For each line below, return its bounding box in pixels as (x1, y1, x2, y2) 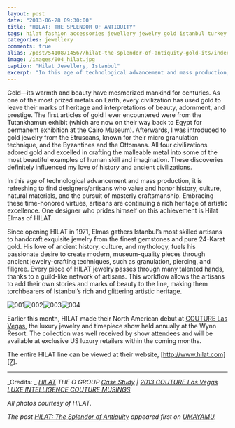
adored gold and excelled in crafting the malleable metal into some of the (7, 148, 218, 156)
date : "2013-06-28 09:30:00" (7, 17, 92, 24)
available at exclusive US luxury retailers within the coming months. (7, 336, 201, 345)
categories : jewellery (7, 36, 73, 44)
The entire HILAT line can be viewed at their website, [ (7, 350, 163, 359)
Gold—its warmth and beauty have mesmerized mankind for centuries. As (7, 88, 220, 97)
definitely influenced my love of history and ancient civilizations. (7, 163, 192, 171)
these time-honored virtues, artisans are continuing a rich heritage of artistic (7, 199, 228, 207)
